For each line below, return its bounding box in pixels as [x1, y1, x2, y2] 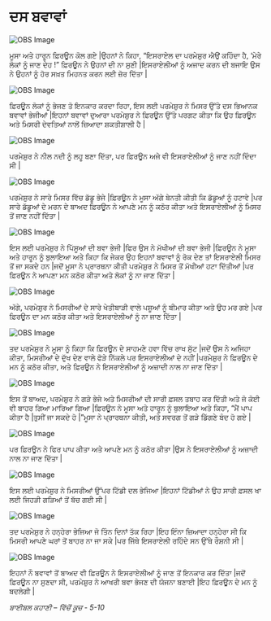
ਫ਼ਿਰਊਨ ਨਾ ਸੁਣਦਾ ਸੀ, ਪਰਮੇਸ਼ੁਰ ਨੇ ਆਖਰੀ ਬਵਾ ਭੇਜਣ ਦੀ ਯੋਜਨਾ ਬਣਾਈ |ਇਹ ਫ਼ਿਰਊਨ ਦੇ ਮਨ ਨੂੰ [9, 577, 258, 587]
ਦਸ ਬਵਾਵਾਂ [9, 7, 67, 26]
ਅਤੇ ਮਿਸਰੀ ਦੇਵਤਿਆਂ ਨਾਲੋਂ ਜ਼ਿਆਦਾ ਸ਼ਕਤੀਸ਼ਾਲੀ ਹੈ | [9, 119, 145, 129]
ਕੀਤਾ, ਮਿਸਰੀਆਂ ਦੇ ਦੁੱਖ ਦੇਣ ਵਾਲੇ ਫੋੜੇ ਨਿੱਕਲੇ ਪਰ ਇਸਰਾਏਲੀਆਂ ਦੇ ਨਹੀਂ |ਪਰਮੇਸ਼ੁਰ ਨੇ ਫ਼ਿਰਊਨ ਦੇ [9, 352, 258, 362]
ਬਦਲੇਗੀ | [9, 586, 36, 596]
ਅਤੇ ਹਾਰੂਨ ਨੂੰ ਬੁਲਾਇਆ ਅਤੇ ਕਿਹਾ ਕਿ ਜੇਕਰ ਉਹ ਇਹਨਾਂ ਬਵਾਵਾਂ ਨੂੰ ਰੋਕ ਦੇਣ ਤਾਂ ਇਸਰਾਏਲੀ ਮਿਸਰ [9, 251, 261, 261]
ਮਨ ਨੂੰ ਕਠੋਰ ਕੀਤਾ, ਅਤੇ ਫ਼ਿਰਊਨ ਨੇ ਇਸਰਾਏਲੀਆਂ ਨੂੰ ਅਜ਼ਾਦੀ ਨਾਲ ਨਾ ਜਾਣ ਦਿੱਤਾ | [9, 361, 223, 371]
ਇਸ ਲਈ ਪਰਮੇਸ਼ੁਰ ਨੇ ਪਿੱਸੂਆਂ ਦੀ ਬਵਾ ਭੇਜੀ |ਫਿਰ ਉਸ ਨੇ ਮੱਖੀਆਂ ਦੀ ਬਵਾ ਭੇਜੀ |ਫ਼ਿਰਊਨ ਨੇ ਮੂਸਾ [9, 243, 256, 252]
